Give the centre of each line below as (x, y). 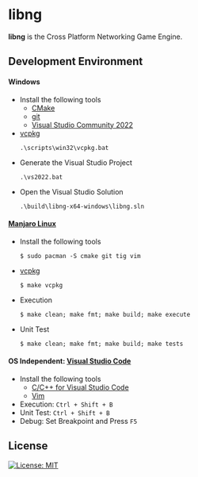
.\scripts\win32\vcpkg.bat (64, 148)
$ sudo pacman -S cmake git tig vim (80, 256)
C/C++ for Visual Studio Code (80, 387)
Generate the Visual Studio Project (76, 162)
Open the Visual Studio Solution (72, 191)
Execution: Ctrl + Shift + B (66, 404)
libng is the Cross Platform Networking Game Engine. (95, 37)
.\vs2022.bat (41, 177)
